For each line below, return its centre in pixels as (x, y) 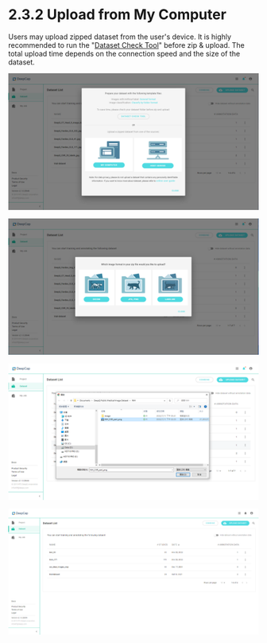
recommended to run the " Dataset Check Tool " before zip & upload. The (126, 45)
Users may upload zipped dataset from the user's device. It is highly (120, 37)
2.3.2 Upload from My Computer (117, 15)
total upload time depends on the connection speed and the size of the (124, 53)
